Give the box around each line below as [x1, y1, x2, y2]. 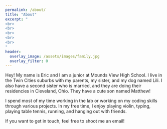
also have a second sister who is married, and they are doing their [5, 83, 142, 89]
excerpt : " [5, 16, 28, 21]
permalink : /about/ [5, 7, 46, 12]
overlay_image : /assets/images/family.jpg [10, 53, 100, 59]
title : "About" [5, 12, 37, 17]
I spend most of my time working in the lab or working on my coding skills [5, 98, 157, 104]
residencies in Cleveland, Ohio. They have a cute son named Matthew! [5, 88, 151, 94]
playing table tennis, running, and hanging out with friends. [5, 108, 127, 114]
